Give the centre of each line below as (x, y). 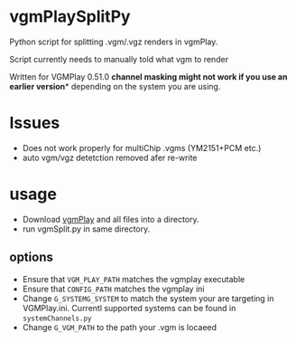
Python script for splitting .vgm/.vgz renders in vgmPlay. (114, 42)
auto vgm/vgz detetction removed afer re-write (110, 157)
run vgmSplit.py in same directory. (86, 229)
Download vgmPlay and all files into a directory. (111, 219)
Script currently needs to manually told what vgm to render (119, 59)
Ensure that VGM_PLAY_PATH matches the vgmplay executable (134, 279)
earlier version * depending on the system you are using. (115, 86)
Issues (35, 123)
